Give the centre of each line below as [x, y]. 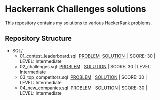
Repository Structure [39, 39]
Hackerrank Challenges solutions [76, 9]
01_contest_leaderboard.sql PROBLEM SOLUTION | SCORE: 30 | [87, 56]
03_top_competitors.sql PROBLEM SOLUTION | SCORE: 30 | [83, 77]
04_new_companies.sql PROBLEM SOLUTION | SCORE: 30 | [83, 88]
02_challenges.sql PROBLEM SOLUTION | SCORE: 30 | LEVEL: [86, 66]
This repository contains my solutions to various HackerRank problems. [79, 23]
